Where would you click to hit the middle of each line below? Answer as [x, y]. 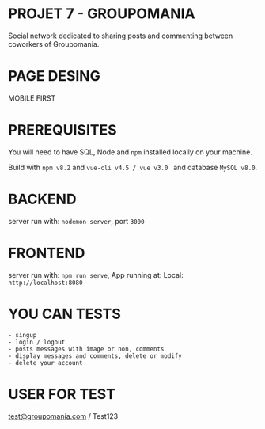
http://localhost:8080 [45, 283]
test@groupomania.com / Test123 [63, 416]
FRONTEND [47, 253]
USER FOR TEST [62, 394]
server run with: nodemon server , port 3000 [76, 221]
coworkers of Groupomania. [54, 44]
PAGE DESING [54, 76]
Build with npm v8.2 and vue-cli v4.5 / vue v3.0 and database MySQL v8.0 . [133, 167]
